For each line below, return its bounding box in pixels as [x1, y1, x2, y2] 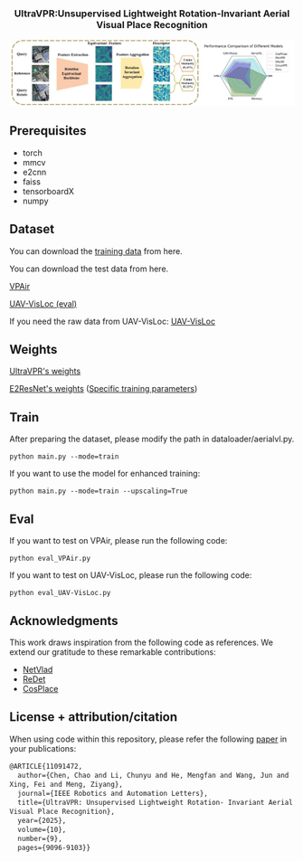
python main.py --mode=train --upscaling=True [9, 487, 188, 496]
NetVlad [22, 664, 53, 675]
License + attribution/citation [9, 709, 178, 725]
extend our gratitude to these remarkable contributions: [9, 646, 216, 658]
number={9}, [17, 834, 63, 843]
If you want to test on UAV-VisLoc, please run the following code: [9, 570, 252, 581]
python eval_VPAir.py [9, 554, 91, 563]
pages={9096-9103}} [17, 843, 91, 852]
